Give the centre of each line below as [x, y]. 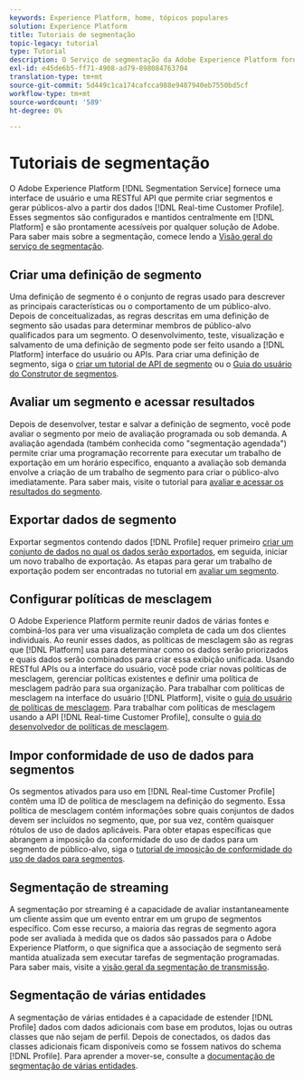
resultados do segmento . [56, 491]
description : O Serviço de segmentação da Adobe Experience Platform [143, 60]
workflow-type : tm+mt [50, 93]
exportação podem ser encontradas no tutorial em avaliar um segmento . [144, 570]
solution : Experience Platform [68, 26]
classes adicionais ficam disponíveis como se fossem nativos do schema [146, 1046]
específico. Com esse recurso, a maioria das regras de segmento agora [143, 929]
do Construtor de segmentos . [64, 374]
